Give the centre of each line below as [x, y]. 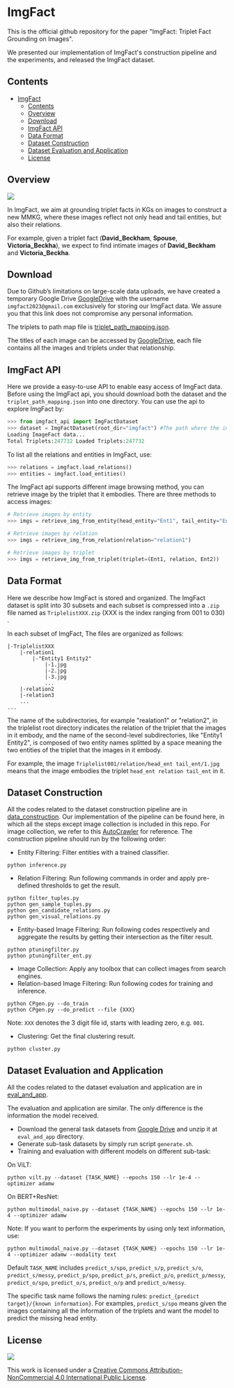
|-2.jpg [56, 671]
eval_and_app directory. [51, 1136]
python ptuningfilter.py [43, 950]
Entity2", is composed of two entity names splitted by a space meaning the [115, 742]
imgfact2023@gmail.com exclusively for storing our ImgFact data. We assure [115, 306]
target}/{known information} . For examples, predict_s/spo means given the [117, 1304]
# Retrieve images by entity [49, 514]
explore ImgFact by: [36, 409]
